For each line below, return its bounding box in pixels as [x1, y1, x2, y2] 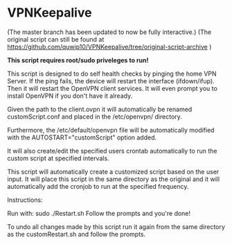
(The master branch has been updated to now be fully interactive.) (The [7, 28, 212, 36]
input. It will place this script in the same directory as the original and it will [7, 175, 220, 183]
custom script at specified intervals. [7, 154, 109, 162]
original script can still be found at [7, 35, 105, 43]
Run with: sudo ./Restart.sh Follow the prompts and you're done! [7, 209, 191, 217]
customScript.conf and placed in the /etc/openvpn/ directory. [7, 112, 182, 121]
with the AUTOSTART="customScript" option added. [7, 133, 157, 142]
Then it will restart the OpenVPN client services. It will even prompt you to [7, 84, 218, 92]
